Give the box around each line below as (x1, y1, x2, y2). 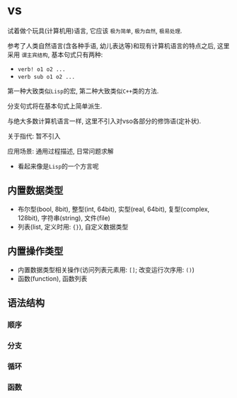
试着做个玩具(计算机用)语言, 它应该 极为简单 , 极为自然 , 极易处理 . (7, 26, 183, 35)
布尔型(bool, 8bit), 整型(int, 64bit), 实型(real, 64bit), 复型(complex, (17, 205, 210, 213)
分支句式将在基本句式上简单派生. (7, 101, 103, 110)
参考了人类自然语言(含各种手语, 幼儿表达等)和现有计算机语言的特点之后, (7, 41, 216, 50)
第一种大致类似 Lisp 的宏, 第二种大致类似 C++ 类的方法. (7, 86, 159, 95)
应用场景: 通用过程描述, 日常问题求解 (7, 147, 114, 155)
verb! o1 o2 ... (17, 66, 66, 73)
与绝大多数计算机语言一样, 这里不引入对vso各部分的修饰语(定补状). (7, 116, 202, 125)
